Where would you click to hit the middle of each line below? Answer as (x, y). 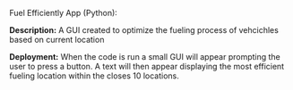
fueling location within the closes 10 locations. (94, 76)
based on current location (57, 40)
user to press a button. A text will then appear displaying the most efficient (147, 66)
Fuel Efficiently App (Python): (64, 13)
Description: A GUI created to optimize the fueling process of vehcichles (144, 30)
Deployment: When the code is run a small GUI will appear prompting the (145, 57)
